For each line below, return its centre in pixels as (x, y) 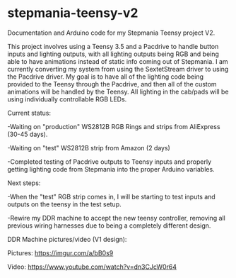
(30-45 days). (28, 134)
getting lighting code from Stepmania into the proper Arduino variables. (111, 169)
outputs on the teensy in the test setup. (64, 204)
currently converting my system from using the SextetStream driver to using (118, 69)
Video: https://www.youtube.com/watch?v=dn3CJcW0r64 (92, 267)
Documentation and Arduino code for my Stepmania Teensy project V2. (111, 33)
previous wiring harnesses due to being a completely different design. (109, 226)
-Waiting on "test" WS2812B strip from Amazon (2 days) (89, 148)
